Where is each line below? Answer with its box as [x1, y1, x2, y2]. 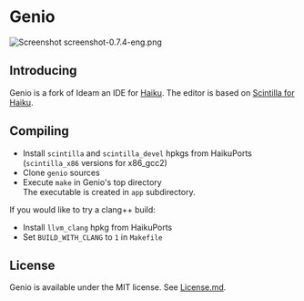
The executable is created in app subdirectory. [22, 186, 196, 197]
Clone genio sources [22, 167, 100, 178]
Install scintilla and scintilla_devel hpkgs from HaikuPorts [22, 148, 252, 159]
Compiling [9, 123, 70, 139]
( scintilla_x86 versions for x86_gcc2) [22, 157, 168, 168]
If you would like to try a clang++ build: [9, 203, 157, 215]
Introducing [9, 63, 77, 78]
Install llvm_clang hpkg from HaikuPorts [22, 222, 173, 233]
